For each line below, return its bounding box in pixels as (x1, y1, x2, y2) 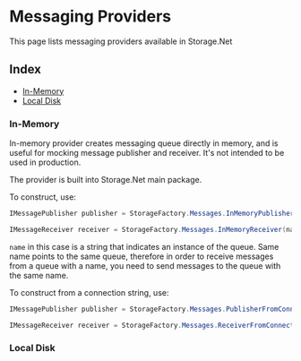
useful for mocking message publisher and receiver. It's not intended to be (9, 148, 285, 159)
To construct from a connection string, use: (9, 287, 169, 297)
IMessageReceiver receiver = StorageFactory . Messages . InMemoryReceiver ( (9, 225, 287, 234)
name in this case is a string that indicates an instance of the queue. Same (9, 241, 279, 252)
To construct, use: (9, 192, 76, 202)
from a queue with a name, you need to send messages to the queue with (9, 260, 281, 271)
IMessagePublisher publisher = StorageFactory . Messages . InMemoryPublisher (9, 209, 295, 219)
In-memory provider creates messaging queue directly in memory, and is (9, 138, 279, 149)
